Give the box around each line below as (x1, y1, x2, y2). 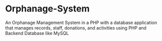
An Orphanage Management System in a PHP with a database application (5, 19, 157, 25)
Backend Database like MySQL (5, 30, 69, 36)
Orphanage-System (5, 3, 90, 14)
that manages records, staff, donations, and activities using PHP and (5, 24, 147, 30)
